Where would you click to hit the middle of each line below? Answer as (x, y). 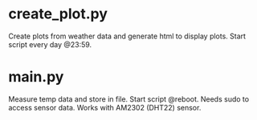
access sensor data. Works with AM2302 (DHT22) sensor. (105, 107)
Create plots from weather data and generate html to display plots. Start (127, 36)
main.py (36, 77)
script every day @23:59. (50, 44)
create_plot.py (58, 14)
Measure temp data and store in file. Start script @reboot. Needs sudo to (129, 99)
